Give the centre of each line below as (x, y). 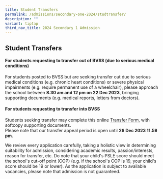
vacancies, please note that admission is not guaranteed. (63, 171)
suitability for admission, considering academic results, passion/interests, (79, 150)
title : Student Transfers (31, 10)
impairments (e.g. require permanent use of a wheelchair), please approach (82, 87)
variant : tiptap (22, 23)
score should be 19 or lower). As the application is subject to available (76, 166)
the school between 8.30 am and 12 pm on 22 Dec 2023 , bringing (72, 92)
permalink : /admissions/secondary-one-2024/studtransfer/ (66, 14)
